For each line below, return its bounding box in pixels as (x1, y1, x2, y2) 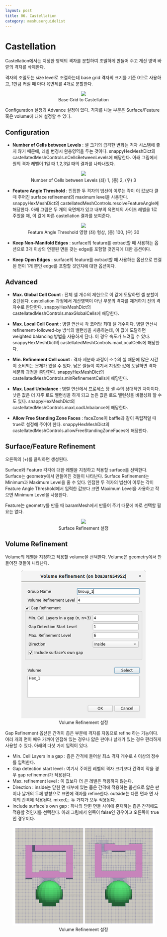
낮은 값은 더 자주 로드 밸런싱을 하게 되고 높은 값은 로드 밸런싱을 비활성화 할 (12, 392, 157, 398)
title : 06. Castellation (5, 13, 57, 18)
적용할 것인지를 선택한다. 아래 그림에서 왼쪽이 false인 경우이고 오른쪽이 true (12, 809, 159, 815)
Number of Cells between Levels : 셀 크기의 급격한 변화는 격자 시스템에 (12, 142, 155, 148)
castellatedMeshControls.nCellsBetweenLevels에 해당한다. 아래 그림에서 (12, 155, 158, 161)
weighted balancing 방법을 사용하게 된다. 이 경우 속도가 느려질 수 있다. (12, 333, 151, 339)
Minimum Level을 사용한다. (14, 491, 68, 497)
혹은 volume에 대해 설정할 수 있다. (5, 113, 72, 119)
